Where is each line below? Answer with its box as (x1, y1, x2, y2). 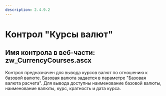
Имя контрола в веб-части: (5, 48, 95, 57)
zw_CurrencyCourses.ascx (5, 56, 91, 65)
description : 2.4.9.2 (5, 7, 50, 12)
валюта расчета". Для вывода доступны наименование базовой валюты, (5, 80, 161, 86)
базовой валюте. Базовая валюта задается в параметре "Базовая (5, 75, 146, 81)
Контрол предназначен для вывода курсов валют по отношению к (5, 69, 148, 75)
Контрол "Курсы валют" (5, 28, 113, 40)
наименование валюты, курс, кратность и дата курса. (5, 85, 121, 91)
